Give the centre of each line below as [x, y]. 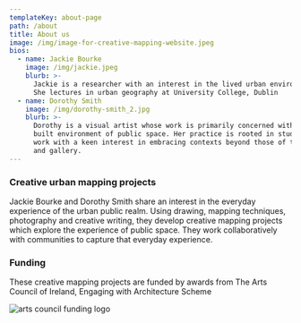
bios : [19, 51]
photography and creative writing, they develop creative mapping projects [146, 220]
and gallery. [57, 150]
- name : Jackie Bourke [60, 59]
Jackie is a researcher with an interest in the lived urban [150, 84]
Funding [28, 262]
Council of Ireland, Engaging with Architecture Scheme [111, 292]
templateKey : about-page [56, 17]
